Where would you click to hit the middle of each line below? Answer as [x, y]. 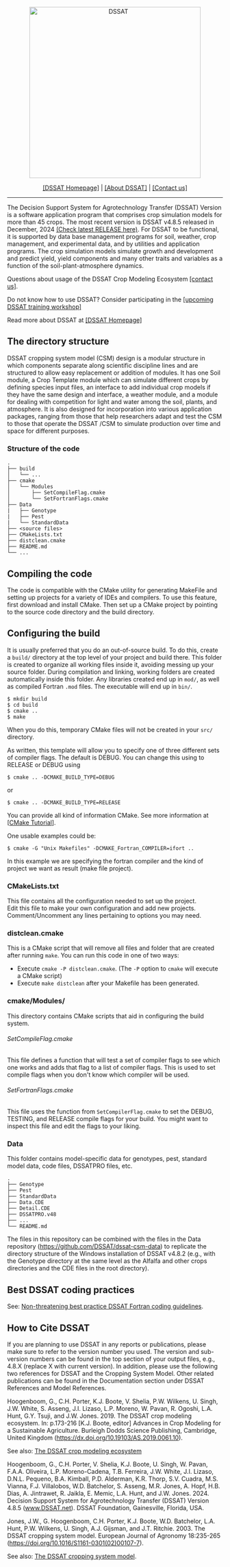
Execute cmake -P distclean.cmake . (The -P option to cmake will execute [117, 968]
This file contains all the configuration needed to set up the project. [102, 901]
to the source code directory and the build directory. [81, 612]
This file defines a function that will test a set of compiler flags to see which [114, 1060]
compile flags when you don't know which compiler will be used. [98, 1075]
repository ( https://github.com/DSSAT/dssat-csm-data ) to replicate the [107, 1246]
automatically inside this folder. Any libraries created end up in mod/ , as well [113, 679]
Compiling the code [50, 574]
